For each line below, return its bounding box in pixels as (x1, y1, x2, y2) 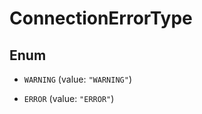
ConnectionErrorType (9, 7, 193, 30)
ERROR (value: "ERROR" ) (23, 93, 115, 104)
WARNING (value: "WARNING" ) (23, 73, 132, 85)
